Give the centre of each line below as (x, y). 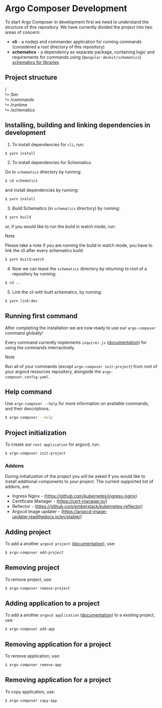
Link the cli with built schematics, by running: (57, 292)
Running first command (41, 316)
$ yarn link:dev (21, 301)
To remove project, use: (29, 579)
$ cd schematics (21, 181)
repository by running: (34, 274)
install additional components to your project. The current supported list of (79, 482)
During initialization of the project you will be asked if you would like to (75, 476)
